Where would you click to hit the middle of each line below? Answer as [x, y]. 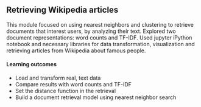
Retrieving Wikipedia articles [62, 10]
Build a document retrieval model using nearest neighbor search [96, 97]
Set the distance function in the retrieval [65, 91]
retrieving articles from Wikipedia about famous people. [76, 50]
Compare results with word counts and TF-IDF [73, 85]
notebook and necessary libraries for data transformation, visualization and [100, 44]
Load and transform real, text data [58, 78]
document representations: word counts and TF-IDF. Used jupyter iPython [99, 37]
